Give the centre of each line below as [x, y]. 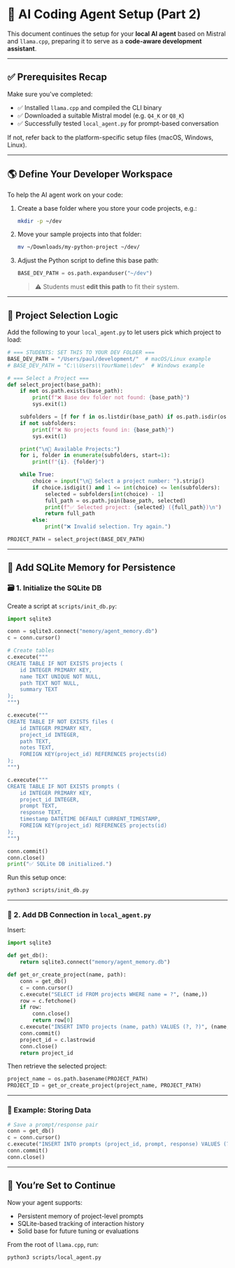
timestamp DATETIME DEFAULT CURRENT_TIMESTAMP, [90, 819]
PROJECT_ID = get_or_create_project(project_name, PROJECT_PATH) [104, 1086]
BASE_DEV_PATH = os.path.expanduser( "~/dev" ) [85, 273]
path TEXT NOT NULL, [50, 683]
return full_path [70, 514]
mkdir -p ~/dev [40, 221]
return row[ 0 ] [53, 1020]
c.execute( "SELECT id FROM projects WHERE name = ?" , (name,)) [114, 994]
